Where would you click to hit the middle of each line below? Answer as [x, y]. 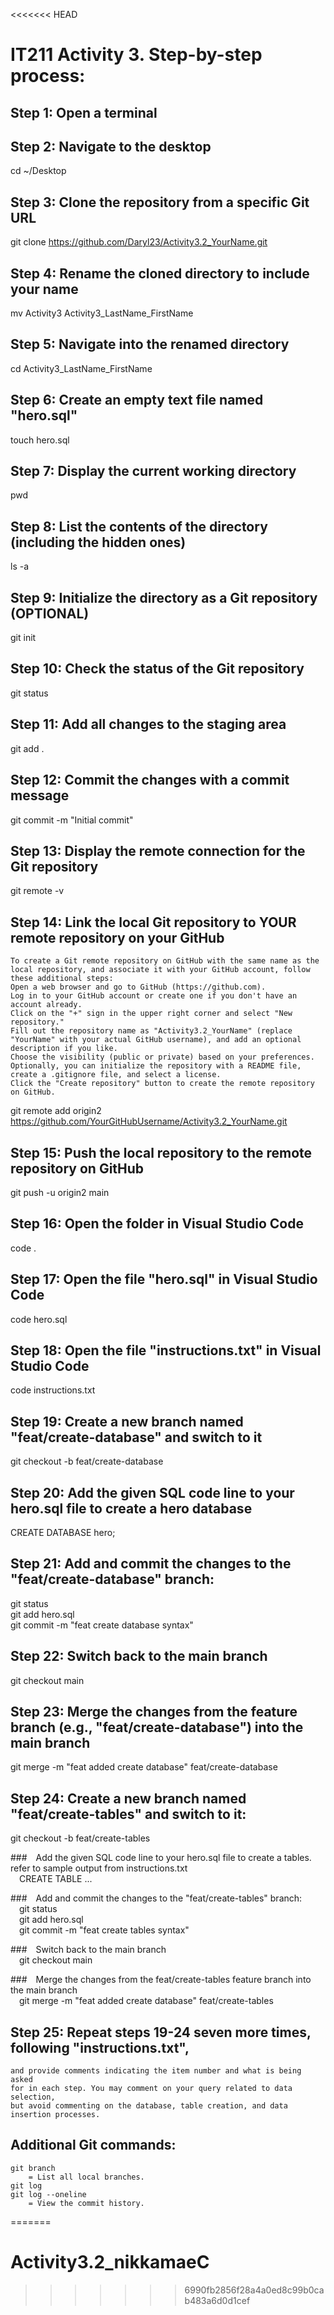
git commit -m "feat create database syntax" [102, 1625]
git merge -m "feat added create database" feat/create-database [144, 1767]
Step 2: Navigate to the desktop [111, 146]
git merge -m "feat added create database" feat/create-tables [146, 2001]
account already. [46, 1005]
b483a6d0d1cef [217, 2300]
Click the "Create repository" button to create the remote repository [162, 1084]
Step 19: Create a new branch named [127, 1421]
